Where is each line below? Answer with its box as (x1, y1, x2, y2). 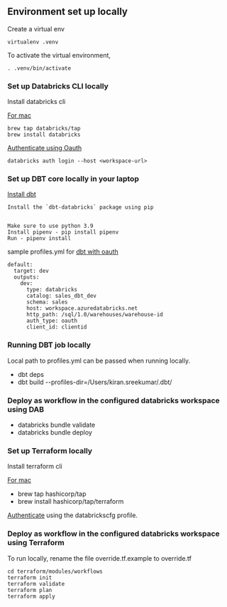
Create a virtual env (7, 24, 65, 33)
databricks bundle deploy (17, 428, 92, 437)
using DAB (7, 404, 45, 414)
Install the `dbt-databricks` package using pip (7, 204, 154, 211)
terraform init (7, 574, 52, 581)
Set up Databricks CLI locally (7, 81, 109, 91)
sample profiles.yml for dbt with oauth (7, 247, 118, 256)
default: (7, 261, 33, 269)
